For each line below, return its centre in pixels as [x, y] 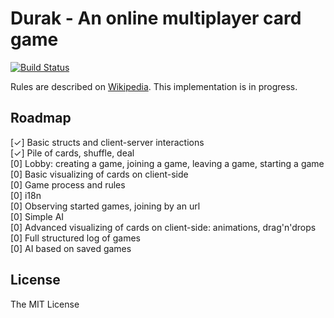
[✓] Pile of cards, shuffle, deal [72, 153]
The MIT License [45, 304]
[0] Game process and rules [68, 184]
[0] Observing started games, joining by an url [105, 206]
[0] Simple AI [37, 216]
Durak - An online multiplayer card [156, 18]
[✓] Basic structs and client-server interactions [107, 142]
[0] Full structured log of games [75, 238]
